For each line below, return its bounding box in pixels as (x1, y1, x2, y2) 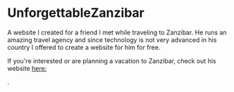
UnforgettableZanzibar (7, 5, 144, 21)
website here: (7, 64, 47, 72)
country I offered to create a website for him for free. (7, 43, 161, 51)
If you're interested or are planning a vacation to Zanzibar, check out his (7, 56, 216, 65)
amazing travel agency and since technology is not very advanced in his (7, 35, 217, 44)
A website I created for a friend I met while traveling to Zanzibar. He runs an (7, 28, 227, 37)
